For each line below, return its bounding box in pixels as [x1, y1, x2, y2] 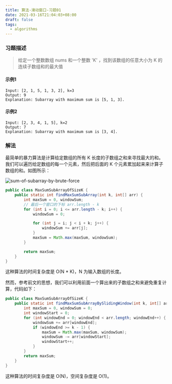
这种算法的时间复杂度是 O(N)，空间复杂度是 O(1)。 [5, 373, 112, 379]
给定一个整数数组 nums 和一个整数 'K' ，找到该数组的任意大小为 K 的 [17, 57, 163, 63]
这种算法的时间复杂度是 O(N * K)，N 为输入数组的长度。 [5, 268, 124, 275]
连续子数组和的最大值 [17, 64, 63, 70]
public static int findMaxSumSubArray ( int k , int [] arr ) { [14, 193, 143, 198]
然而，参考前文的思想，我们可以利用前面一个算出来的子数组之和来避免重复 [5, 279, 162, 285]
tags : [5, 22, 17, 27]
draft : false [5, 17, 33, 22]
